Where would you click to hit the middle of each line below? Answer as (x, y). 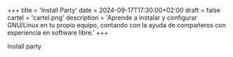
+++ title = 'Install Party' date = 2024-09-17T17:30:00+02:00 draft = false (114, 10)
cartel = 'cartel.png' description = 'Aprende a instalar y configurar (102, 18)
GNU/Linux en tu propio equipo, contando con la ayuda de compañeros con (116, 25)
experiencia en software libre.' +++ (58, 32)
